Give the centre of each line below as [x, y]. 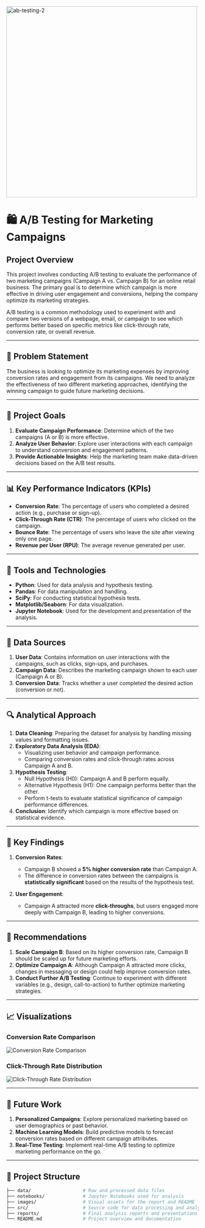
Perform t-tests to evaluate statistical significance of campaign [103, 798]
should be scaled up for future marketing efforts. [77, 958]
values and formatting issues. [52, 740]
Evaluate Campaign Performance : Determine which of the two [94, 430]
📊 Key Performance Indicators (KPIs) [79, 489]
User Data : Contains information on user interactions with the [92, 657]
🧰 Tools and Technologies [56, 570]
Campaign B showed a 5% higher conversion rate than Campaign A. [111, 869]
